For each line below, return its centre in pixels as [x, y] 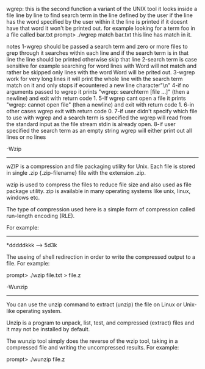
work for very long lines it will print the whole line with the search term [95, 79]
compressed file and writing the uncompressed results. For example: [93, 347]
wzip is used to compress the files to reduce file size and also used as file [99, 184]
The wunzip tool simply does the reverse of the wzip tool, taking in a [92, 341]
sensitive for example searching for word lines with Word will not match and [102, 66]
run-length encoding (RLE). [41, 216]
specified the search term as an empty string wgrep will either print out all [99, 131]
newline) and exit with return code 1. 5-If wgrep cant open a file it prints [96, 98]
